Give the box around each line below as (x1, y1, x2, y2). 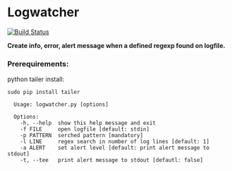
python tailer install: (7, 75, 65, 83)
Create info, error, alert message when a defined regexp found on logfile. (7, 41, 226, 49)
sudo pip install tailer (7, 89, 80, 96)
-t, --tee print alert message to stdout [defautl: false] (20, 157, 203, 164)
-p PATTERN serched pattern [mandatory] (20, 132, 143, 139)
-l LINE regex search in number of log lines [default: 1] (20, 138, 210, 146)
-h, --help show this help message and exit (20, 119, 157, 127)
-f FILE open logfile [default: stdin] (20, 126, 150, 133)
